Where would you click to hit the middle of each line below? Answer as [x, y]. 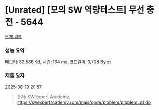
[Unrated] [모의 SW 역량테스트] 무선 [75, 10]
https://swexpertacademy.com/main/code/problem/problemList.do [84, 102]
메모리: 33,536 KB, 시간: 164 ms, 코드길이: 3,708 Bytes [58, 62]
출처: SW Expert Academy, [43, 97]
